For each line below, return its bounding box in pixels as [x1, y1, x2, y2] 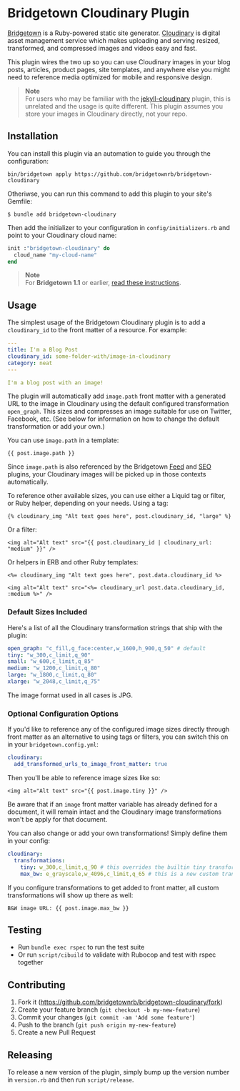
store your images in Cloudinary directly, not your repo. [24, 109, 188, 118]
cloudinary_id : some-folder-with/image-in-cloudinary [7, 352, 171, 360]
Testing [7, 924, 42, 936]
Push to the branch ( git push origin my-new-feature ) [17, 1020, 176, 1030]
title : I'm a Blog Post [7, 347, 79, 354]
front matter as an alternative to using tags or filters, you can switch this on [7, 732, 229, 741]
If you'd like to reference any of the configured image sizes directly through [7, 725, 230, 734]
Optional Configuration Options [7, 709, 119, 719]
